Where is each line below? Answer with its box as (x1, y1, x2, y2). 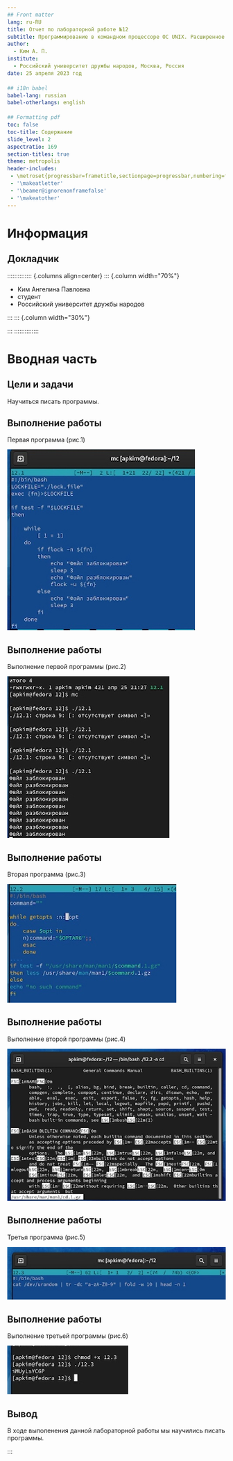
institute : (7, 56, 39, 63)
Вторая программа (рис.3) (7, 870, 86, 878)
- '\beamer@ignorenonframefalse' (10, 187, 107, 194)
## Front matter (7, 11, 54, 18)
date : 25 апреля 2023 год (7, 70, 82, 76)
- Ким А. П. (13, 48, 49, 55)
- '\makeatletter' (10, 180, 64, 187)
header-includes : (7, 166, 58, 172)
